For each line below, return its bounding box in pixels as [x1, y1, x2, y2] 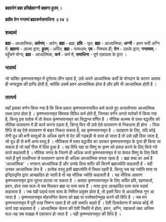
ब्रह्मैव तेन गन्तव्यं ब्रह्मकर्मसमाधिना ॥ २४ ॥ [5, 16, 68, 23]
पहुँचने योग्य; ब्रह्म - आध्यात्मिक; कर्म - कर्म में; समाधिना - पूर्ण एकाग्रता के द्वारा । [5, 52, 127, 57]
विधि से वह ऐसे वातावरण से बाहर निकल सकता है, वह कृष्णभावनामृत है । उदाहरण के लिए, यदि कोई [5, 127, 156, 133]
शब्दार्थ [5, 29, 17, 36]
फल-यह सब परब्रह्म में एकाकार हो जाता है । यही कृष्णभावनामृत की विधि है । [5, 211, 122, 217]
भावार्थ [5, 64, 16, 71]
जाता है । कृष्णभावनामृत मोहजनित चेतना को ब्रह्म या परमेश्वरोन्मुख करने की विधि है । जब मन [5, 194, 147, 200]
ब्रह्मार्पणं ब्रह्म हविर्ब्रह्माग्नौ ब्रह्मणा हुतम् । [5, 5, 63, 11]
